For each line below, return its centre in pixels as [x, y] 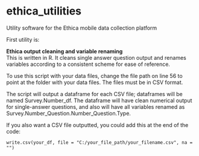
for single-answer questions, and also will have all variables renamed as [96, 106]
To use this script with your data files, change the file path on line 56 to [94, 76]
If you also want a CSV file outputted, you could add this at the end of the [97, 125]
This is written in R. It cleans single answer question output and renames [96, 57]
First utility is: [23, 39]
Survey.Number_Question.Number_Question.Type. [69, 113]
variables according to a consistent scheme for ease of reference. [88, 64]
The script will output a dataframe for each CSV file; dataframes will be [94, 94]
